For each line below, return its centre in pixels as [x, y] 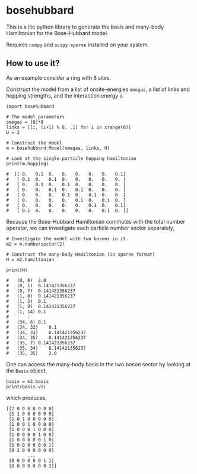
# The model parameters [36, 117]
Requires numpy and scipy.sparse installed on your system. [78, 45]
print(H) [17, 270]
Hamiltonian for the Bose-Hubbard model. [57, 33]
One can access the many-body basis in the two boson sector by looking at [99, 364]
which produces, [27, 398]
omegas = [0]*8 [25, 122]
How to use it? [33, 63]
